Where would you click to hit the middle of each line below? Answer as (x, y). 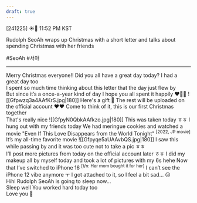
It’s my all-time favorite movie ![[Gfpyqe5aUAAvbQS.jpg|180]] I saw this (92, 140)
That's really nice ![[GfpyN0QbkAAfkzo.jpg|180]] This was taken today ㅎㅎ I (98, 119)
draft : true (21, 11)
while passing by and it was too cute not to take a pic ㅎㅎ (76, 147)
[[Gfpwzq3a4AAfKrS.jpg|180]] (43, 100)
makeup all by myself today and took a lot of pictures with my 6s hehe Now (97, 160)
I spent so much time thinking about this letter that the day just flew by (91, 87)
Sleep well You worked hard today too (52, 187)
